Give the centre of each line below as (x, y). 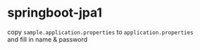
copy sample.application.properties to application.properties (100, 32)
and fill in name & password (48, 39)
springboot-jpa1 (55, 13)
